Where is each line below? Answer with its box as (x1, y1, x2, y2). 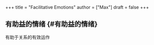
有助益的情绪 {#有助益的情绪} (5, 20, 98, 28)
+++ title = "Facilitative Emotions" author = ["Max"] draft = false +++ (5, 4, 149, 10)
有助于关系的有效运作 (5, 34, 50, 40)
